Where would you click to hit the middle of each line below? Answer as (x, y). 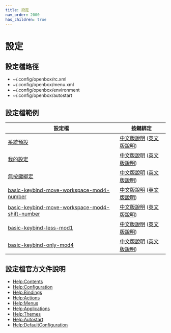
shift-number (24, 214)
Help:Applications (31, 309)
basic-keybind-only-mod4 (41, 245)
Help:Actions (26, 298)
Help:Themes (27, 314)
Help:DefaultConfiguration (40, 325)
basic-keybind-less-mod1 (40, 228)
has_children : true (26, 19)
